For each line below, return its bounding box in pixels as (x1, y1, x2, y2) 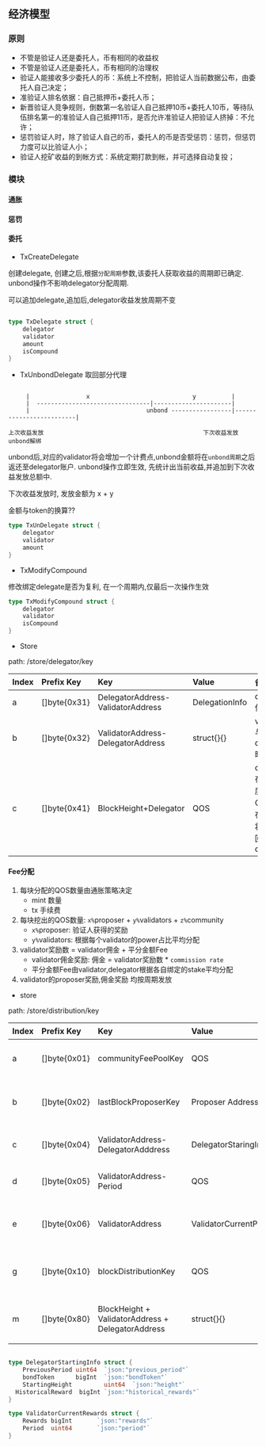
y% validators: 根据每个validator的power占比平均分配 (31, 935, 200, 945)
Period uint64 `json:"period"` (22, 1425, 150, 1433)
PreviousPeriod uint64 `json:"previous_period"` (22, 1366, 190, 1374)
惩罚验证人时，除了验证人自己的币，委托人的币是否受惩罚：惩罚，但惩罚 (19, 132, 256, 141)
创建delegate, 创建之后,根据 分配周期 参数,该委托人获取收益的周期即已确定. (8, 269, 244, 277)
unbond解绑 (8, 437, 42, 445)
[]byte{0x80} (41, 1314, 91, 1325)
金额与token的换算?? (8, 506, 75, 515)
